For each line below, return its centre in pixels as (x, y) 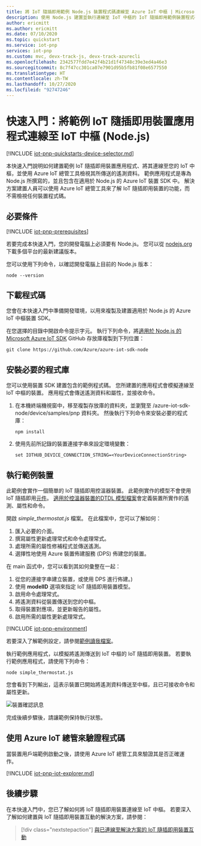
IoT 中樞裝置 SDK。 (30, 318)
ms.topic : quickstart (33, 40)
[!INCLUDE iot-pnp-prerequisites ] (47, 231)
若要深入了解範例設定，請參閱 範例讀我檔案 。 (61, 641)
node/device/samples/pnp (47, 413)
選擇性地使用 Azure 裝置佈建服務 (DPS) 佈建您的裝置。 (82, 554)
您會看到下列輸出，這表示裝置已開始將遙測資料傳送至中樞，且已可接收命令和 (100, 685)
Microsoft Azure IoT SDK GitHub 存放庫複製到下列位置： (75, 338)
